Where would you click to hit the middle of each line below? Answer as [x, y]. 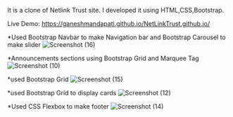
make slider [24, 44]
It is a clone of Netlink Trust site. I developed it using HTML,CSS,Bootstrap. [116, 10]
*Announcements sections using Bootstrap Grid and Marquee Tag [103, 58]
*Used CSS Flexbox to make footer [58, 106]
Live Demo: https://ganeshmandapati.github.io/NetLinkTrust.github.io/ [109, 23]
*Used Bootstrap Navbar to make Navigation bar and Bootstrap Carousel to [117, 37]
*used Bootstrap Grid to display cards [62, 93]
